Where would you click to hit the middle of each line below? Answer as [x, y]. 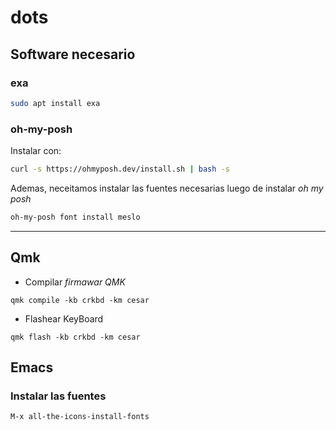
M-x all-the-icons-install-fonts [80, 417]
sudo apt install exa [55, 103]
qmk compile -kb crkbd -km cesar [80, 300]
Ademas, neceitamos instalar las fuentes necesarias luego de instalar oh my [167, 188]
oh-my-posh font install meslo [75, 217]
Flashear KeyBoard [64, 318]
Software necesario [73, 54]
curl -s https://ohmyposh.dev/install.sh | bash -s [120, 169]
